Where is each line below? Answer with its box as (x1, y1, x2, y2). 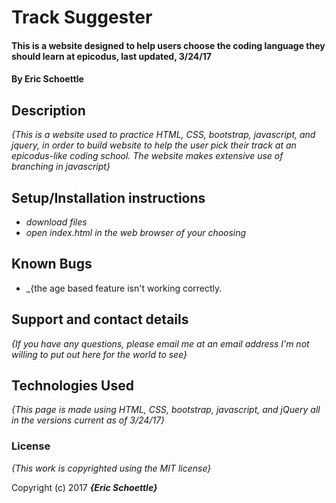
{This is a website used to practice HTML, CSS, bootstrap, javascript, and (11, 129, 316, 141)
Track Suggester (11, 6, 153, 29)
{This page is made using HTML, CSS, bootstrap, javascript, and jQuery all (11, 404, 321, 416)
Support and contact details (11, 311, 189, 328)
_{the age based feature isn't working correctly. (25, 282, 223, 294)
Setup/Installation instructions (11, 189, 206, 206)
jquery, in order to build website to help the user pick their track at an (11, 139, 297, 151)
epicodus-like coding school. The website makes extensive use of (11, 150, 284, 162)
